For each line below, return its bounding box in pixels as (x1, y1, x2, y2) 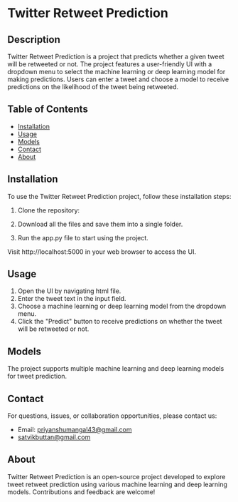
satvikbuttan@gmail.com (17, 433, 91, 441)
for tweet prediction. (7, 372, 67, 381)
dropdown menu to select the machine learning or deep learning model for (7, 68, 226, 76)
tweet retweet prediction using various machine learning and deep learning (7, 480, 227, 488)
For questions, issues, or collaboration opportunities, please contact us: (7, 411, 217, 420)
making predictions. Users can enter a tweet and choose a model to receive (7, 75, 229, 83)
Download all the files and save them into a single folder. (17, 220, 183, 228)
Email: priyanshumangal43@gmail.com (17, 426, 132, 434)
